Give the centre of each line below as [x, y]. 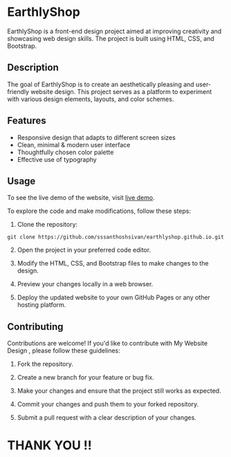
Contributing [35, 327]
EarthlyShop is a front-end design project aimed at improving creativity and [114, 31]
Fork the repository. [45, 364]
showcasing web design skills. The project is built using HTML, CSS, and [111, 38]
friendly [18, 91]
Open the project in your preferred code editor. [84, 250]
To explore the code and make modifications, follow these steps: [99, 211]
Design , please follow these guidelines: [64, 351]
